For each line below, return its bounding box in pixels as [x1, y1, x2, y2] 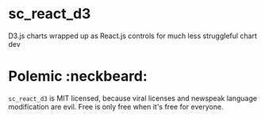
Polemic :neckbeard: [8, 67, 148, 86]
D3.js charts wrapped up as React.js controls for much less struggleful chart [8, 31, 258, 40]
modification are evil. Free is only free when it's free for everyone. [8, 102, 224, 111]
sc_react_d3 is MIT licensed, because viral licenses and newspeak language [8, 93, 258, 103]
